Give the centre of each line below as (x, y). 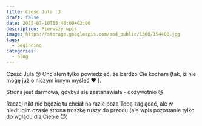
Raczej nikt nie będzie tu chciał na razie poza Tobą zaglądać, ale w (90, 104)
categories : (21, 51)
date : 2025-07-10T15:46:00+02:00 (49, 23)
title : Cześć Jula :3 (34, 12)
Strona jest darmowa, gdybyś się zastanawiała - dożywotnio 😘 (85, 92)
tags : (13, 40)
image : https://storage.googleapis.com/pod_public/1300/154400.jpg (93, 34)
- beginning (27, 46)
